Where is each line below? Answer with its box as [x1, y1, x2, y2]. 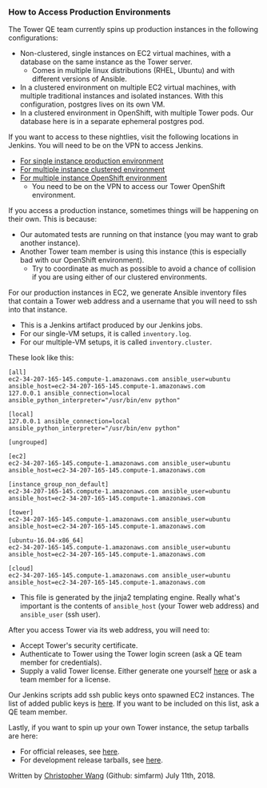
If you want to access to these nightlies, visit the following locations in [8, 132, 239, 142]
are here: [8, 731, 38, 741]
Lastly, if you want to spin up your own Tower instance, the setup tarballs [8, 723, 249, 733]
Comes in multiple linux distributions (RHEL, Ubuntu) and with [31, 66, 235, 75]
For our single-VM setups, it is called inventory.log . [19, 329, 192, 339]
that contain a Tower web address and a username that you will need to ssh [8, 296, 257, 306]
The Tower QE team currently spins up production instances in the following [8, 25, 258, 34]
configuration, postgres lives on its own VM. [19, 99, 165, 110]
